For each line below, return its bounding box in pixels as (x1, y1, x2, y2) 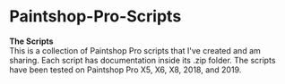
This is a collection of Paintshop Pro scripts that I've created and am (9, 45, 262, 55)
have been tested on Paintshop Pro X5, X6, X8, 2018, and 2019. (9, 64, 242, 75)
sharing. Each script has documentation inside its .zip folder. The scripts (9, 55, 276, 65)
